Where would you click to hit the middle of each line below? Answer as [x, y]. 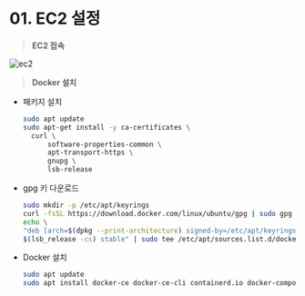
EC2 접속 [48, 45]
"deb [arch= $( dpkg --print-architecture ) [102, 231]
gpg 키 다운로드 [51, 188]
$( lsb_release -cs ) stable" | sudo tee [98, 239]
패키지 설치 [42, 102]
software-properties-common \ [104, 144]
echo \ [35, 222]
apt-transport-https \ [90, 153]
